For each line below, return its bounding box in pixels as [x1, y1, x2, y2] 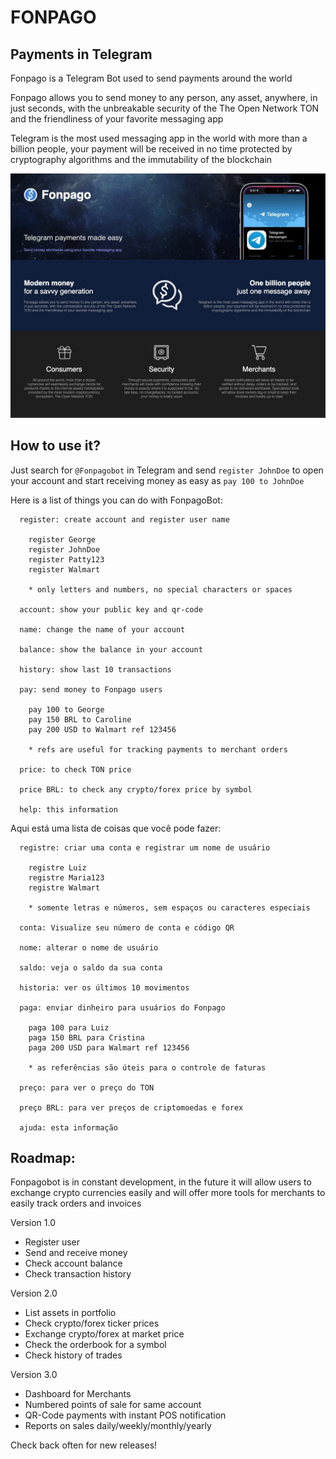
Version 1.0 [10, 1217, 56, 1229]
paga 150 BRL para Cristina [28, 1032, 145, 1043]
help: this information [19, 804, 118, 815]
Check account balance [24, 1257, 123, 1270]
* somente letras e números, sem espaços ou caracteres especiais [28, 902, 311, 913]
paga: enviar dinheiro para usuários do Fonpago [19, 1002, 226, 1013]
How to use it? [10, 437, 101, 455]
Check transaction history [24, 1268, 132, 1280]
